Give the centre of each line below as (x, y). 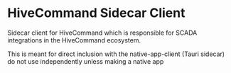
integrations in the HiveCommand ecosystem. (74, 40)
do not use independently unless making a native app (86, 61)
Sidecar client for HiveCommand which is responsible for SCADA (102, 33)
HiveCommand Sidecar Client (96, 13)
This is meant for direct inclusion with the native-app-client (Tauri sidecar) (116, 54)
